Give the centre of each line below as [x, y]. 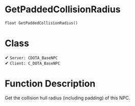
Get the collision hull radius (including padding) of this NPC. [67, 98]
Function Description [50, 84]
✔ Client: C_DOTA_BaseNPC [33, 63]
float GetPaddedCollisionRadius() [42, 23]
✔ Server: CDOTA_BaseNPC [31, 57]
